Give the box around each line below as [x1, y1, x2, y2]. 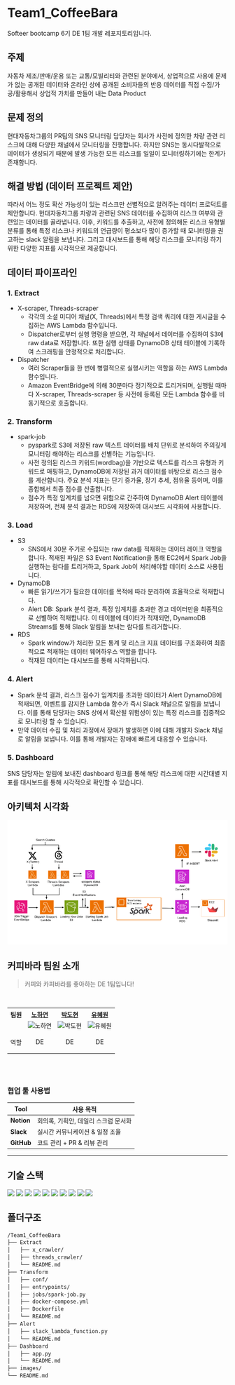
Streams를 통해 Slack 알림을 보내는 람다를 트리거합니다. [27, 622, 182, 631]
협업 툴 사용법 [7, 1085, 51, 1095]
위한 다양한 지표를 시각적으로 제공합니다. [7, 244, 117, 253]
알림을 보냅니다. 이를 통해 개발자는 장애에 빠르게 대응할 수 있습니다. [24, 735, 208, 743]
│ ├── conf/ [7, 1276, 49, 1283]
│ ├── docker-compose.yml [7, 1298, 90, 1306]
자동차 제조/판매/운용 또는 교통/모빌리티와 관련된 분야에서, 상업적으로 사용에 [7, 72, 214, 80]
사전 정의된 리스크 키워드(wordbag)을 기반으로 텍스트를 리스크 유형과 [27, 458, 217, 467]
